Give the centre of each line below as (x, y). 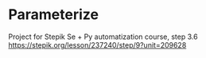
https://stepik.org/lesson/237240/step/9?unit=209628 (97, 44)
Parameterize (54, 15)
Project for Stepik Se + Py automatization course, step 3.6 (103, 37)
